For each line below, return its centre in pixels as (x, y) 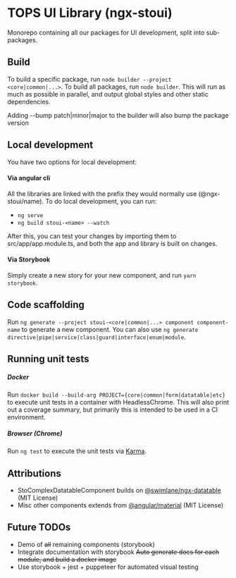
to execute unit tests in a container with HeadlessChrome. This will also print (118, 402)
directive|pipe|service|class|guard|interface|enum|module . (97, 337)
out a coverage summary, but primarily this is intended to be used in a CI (113, 410)
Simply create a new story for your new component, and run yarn (102, 275)
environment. (26, 417)
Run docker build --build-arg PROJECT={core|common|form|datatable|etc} (116, 395)
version (18, 123)
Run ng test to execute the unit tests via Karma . (77, 451)
